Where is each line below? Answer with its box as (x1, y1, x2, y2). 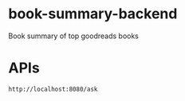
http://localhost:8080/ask (8, 85, 98, 93)
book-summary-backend (8, 5, 178, 23)
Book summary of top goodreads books (8, 31, 140, 41)
